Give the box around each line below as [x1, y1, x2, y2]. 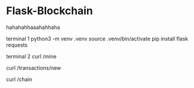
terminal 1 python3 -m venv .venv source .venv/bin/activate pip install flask [6, 35, 189, 42]
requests [6, 41, 28, 48]
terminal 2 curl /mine [6, 53, 57, 60]
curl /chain [6, 76, 33, 83]
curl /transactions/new [6, 64, 62, 71]
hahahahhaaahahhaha [6, 24, 60, 31]
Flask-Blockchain [6, 4, 93, 18]
